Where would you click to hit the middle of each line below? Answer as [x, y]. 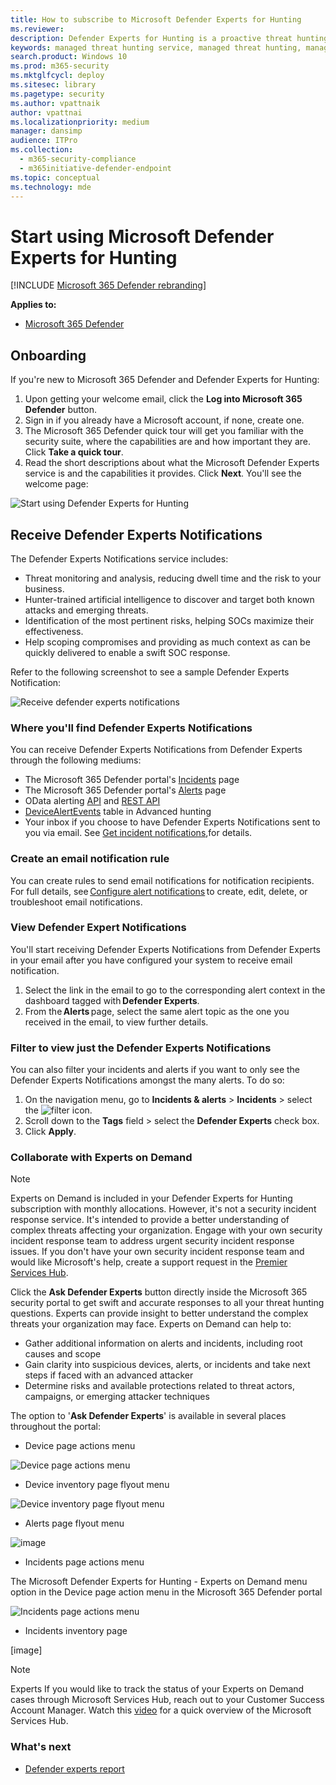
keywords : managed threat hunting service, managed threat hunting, [156, 47]
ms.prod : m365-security [60, 66]
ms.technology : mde [51, 187]
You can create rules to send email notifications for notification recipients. [162, 880]
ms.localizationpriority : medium [80, 122]
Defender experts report [74, 1768]
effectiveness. [54, 631]
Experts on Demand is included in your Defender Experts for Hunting [151, 1198]
